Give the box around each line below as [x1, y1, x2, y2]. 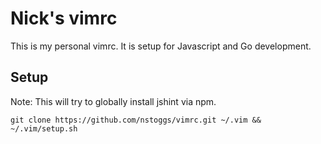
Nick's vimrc [10, 7, 118, 30]
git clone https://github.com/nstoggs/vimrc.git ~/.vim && [10, 115, 262, 125]
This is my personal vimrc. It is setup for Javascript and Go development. [10, 40, 312, 52]
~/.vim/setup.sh [10, 123, 78, 134]
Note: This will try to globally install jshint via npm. [10, 95, 217, 107]
